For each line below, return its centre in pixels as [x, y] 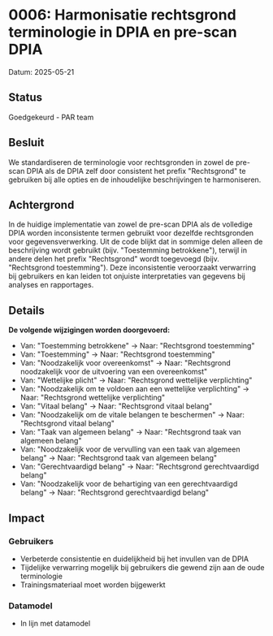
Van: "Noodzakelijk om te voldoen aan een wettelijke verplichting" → [135, 389]
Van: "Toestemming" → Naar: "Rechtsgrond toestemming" [117, 354]
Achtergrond [41, 205]
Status [26, 98]
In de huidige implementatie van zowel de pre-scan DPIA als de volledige [131, 224]
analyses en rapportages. [51, 285]
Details [26, 310]
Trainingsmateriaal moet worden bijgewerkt [93, 584]
